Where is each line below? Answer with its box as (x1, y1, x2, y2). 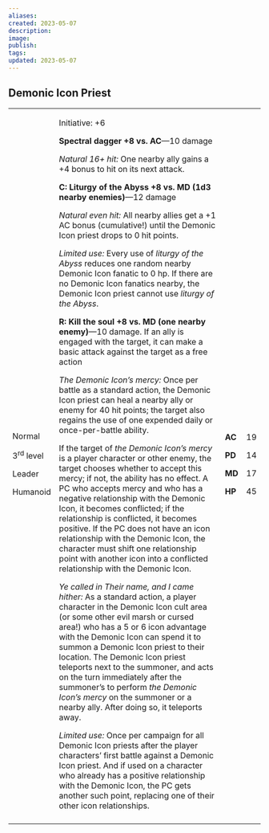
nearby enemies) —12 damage (58, 191, 177, 202)
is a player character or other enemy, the (58, 452, 212, 463)
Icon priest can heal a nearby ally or (58, 394, 194, 406)
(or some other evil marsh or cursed (58, 611, 195, 623)
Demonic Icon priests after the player (58, 740, 199, 751)
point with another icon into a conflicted (58, 553, 208, 564)
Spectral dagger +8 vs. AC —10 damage (58, 135, 213, 146)
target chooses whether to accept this (58, 463, 203, 474)
